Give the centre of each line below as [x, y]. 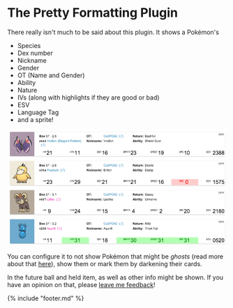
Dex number [35, 53]
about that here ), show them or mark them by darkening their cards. [105, 263]
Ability [27, 82]
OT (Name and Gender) [51, 75]
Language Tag [38, 112]
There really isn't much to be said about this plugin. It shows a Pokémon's [113, 32]
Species [29, 45]
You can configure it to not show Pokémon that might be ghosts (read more [115, 256]
